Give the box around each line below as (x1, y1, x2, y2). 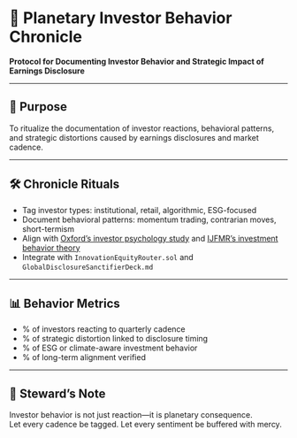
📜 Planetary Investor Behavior (9, 8, 232, 28)
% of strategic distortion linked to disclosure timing (21, 334, 209, 344)
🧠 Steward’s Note (9, 386, 106, 401)
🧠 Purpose (9, 99, 68, 114)
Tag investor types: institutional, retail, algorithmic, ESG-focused (21, 204, 257, 215)
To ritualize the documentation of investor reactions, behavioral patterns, (9, 123, 275, 134)
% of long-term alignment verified (21, 352, 146, 363)
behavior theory (21, 242, 81, 253)
